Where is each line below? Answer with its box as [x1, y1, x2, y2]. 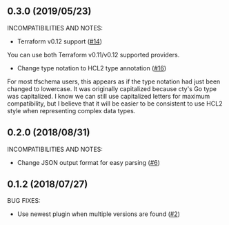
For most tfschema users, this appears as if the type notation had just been [7, 77, 221, 86]
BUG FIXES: [7, 197, 41, 205]
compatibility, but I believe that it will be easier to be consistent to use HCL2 [7, 99, 223, 108]
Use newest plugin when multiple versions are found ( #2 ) [17, 210, 181, 218]
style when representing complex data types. [7, 106, 136, 115]
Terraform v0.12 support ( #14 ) [17, 37, 102, 46]
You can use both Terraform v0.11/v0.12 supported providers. [7, 50, 180, 59]
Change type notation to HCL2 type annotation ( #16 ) [17, 63, 167, 72]
